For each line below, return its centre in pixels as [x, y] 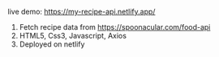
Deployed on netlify [52, 44]
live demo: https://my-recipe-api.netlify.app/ [82, 12]
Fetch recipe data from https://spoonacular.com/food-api [115, 27]
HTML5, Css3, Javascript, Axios [73, 36]
